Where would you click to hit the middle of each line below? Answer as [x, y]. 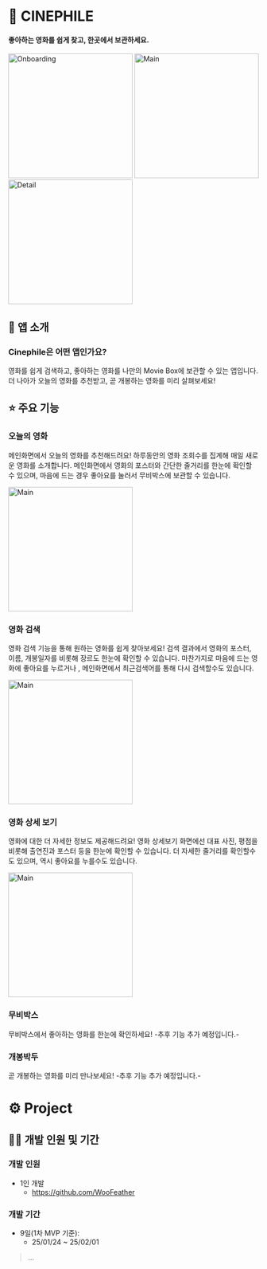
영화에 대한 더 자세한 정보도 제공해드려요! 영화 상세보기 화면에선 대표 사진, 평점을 [133, 841]
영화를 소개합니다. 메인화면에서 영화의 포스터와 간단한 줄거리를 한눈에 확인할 [134, 465]
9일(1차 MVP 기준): [50, 1233]
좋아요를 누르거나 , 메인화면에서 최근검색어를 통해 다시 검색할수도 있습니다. [138, 668]
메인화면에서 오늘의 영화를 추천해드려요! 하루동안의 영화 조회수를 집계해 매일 [126, 455]
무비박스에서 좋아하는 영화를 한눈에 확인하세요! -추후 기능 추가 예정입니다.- [124, 1034]
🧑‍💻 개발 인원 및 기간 [54, 1139]
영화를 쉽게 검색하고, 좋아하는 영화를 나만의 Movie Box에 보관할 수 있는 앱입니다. [133, 371]
